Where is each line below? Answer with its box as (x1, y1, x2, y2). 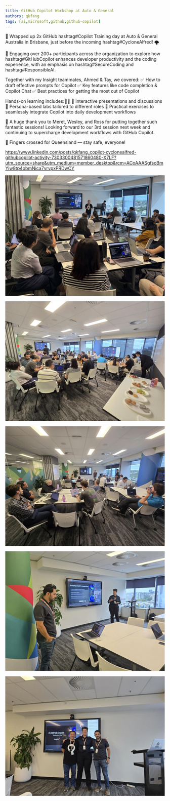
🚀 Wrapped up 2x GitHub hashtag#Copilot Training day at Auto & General (5, 33, 158, 39)
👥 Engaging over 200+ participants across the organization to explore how (5, 51, 160, 57)
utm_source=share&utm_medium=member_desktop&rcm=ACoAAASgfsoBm (5, 160, 163, 166)
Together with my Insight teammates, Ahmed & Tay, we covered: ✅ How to (5, 76, 161, 83)
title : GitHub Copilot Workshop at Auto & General (5, 8, 114, 13)
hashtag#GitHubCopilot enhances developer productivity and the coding (5, 56, 157, 62)
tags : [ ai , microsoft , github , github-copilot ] (5, 19, 101, 24)
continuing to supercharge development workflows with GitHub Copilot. (5, 130, 155, 136)
